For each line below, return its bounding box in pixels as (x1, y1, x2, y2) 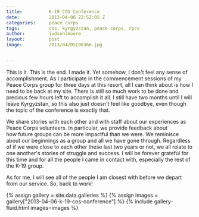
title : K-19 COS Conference (6, 8, 100, 15)
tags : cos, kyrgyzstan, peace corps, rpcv (6, 25, 140, 32)
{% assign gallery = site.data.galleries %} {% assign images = (6, 191, 158, 199)
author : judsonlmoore (6, 31, 82, 37)
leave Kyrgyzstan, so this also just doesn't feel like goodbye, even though (6, 100, 186, 107)
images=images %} (30, 204, 79, 211)
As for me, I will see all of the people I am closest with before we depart (6, 174, 182, 181)
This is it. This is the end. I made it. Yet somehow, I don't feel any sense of (6, 68, 188, 76)
